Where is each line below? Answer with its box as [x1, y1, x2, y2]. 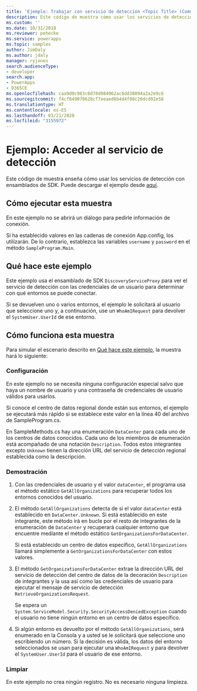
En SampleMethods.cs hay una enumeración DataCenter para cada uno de [6, 428, 186, 435]
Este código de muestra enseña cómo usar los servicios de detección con [6, 175, 185, 182]
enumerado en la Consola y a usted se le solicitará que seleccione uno [14, 632, 186, 639]
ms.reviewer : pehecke [6, 31, 59, 36]
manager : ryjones [6, 58, 49, 64]
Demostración [6, 468, 47, 476]
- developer [6, 69, 35, 75]
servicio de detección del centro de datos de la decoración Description [14, 572, 188, 579]
